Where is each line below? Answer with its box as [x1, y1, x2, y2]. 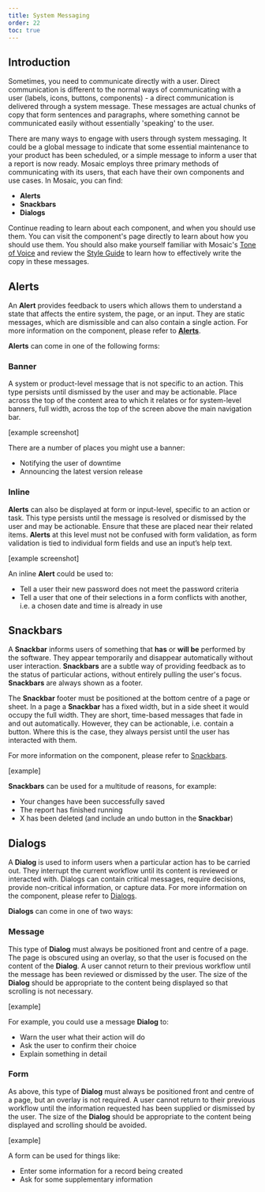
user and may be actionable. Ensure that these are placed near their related [8, 521, 254, 530]
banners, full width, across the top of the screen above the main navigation [8, 404, 252, 413]
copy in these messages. [8, 257, 89, 266]
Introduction [8, 55, 71, 69]
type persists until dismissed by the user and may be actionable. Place [8, 387, 237, 397]
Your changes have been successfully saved [19, 797, 166, 806]
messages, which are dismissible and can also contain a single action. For [8, 318, 248, 326]
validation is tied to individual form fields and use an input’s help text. [8, 538, 233, 548]
